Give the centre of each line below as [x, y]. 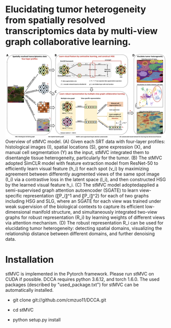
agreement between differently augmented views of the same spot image [82, 174]
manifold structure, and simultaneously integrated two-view [95, 212]
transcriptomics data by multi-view [82, 31]
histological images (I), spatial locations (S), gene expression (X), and [78, 147]
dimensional [18, 212]
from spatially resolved [55, 20]
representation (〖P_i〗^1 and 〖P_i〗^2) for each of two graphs [86, 195]
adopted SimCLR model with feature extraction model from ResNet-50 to [82, 163]
